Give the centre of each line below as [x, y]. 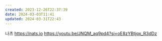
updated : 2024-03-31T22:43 [33, 19]
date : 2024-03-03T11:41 [30, 14]
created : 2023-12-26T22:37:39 [37, 10]
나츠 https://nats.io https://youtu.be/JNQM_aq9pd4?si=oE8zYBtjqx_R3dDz [81, 34]
